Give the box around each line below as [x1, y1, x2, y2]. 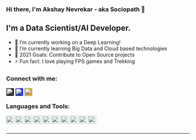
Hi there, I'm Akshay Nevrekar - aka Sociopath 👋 [6, 5, 146, 13]
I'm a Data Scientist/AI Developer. [6, 23, 131, 33]
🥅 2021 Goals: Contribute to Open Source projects [14, 51, 135, 58]
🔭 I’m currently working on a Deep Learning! [14, 38, 121, 45]
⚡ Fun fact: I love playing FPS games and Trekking [14, 58, 135, 65]
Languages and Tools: [6, 102, 70, 110]
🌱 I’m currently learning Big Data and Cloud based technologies [14, 45, 167, 52]
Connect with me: [6, 74, 58, 82]
